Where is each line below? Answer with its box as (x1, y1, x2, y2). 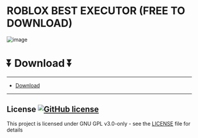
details (6, 126, 23, 133)
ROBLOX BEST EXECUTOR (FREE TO (6, 4, 186, 18)
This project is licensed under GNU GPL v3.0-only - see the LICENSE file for (6, 120, 190, 127)
